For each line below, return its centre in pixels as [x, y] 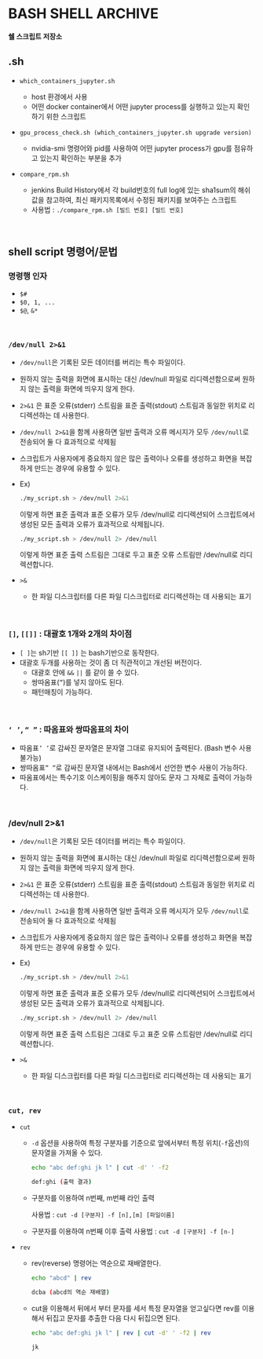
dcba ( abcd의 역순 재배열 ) [70, 1292]
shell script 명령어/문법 [63, 252]
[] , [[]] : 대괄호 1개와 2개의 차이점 [70, 634]
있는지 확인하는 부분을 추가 [80, 158]
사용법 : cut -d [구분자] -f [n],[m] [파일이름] [103, 1215]
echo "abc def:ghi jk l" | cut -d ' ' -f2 [100, 1168]
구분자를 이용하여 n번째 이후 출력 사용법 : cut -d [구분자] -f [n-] [133, 1231]
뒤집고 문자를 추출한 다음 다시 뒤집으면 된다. [113, 1318]
